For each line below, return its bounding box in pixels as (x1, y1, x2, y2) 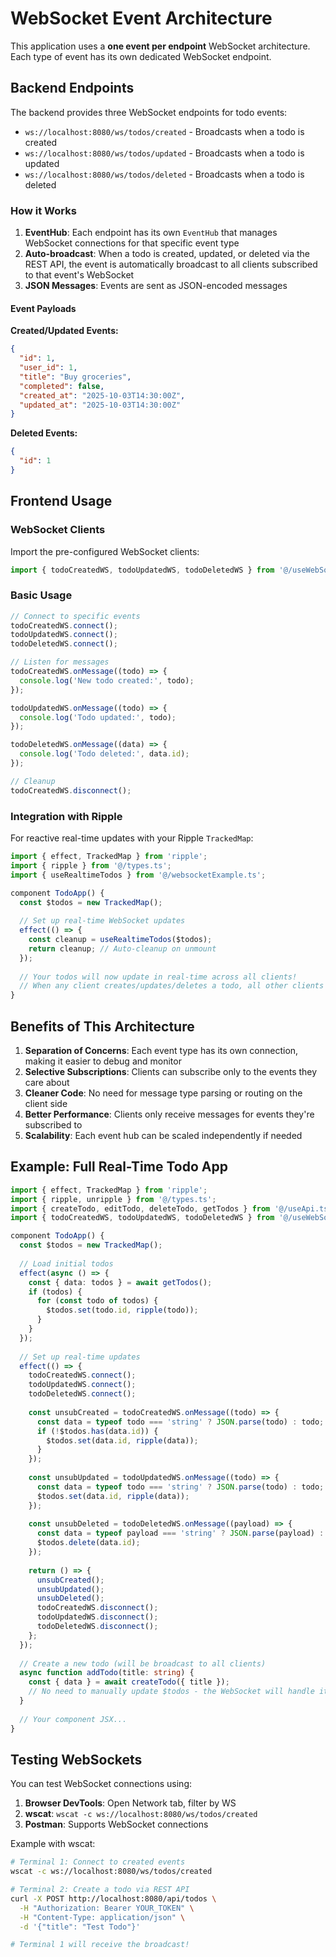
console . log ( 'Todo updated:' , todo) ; (19, 712, 177, 722)
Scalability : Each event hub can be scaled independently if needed (24, 1129, 303, 1141)
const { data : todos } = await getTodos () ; (28, 1277, 213, 1287)
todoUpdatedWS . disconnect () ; (36, 1612, 159, 1622)
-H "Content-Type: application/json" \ (19, 1912, 186, 1922)
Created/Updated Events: (10, 325, 119, 337)
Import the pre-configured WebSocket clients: (10, 545, 200, 557)
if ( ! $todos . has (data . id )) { (36, 1426, 159, 1436)
